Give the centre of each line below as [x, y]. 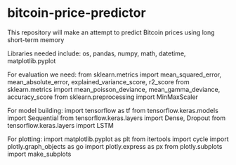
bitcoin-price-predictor [77, 13]
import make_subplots [39, 154]
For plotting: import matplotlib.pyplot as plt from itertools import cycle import [118, 139]
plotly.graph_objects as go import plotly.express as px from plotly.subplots [115, 146]
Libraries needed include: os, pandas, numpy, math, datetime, [97, 53]
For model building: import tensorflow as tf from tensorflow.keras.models [113, 110]
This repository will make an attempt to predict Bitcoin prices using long [111, 32]
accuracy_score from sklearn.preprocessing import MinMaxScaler [103, 97]
